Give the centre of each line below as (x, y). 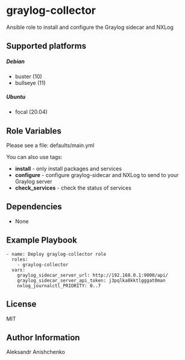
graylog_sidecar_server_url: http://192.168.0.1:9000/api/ (93, 275)
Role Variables (34, 131)
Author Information (43, 337)
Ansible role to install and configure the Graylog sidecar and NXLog (90, 27)
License (21, 304)
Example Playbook (42, 241)
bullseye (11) (30, 83)
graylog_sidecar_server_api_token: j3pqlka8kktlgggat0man (91, 281)
